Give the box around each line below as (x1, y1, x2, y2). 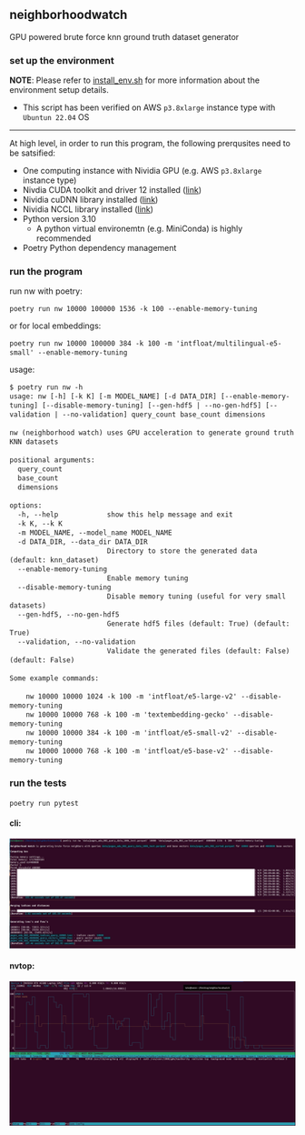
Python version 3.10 (22, 214, 97, 225)
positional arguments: (9, 456, 95, 465)
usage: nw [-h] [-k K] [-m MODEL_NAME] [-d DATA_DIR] (9, 392, 218, 401)
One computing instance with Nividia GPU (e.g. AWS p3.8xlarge (22, 166, 262, 176)
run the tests (9, 777, 67, 789)
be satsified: (9, 147, 56, 158)
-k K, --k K (17, 519, 64, 528)
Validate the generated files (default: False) (106, 647, 290, 656)
